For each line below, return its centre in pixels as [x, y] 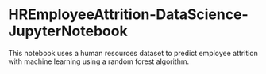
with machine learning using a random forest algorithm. [98, 61]
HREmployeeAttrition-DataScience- [128, 15]
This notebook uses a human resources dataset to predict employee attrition [133, 53]
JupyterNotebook [68, 31]
